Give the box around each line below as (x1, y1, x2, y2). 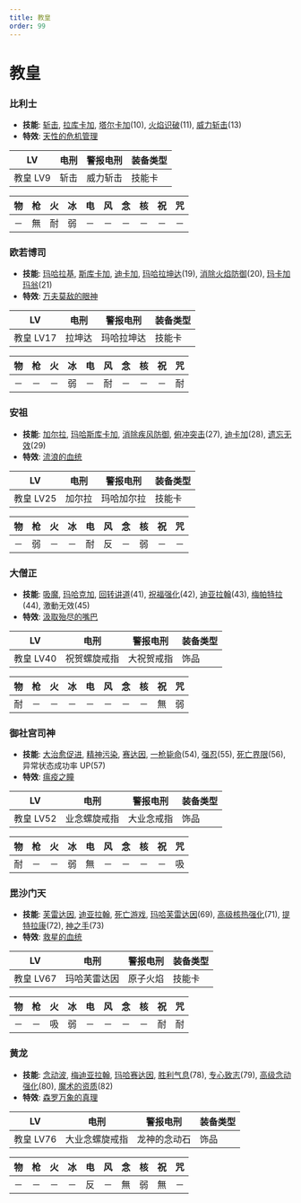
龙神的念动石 (137, 1133, 192, 1146)
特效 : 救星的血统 (21, 932, 82, 942)
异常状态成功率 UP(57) (21, 760, 106, 771)
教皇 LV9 (13, 172, 51, 184)
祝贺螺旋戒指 (65, 652, 120, 665)
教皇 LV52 (13, 812, 57, 825)
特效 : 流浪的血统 (21, 451, 82, 462)
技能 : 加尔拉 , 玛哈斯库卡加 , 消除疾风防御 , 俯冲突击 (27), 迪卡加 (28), (21, 429, 266, 439)
